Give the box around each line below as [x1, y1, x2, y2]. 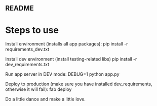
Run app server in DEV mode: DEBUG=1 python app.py [5, 71, 120, 77]
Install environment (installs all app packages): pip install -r [5, 41, 128, 47]
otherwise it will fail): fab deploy [5, 86, 72, 92]
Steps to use [5, 24, 59, 36]
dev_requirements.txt [5, 62, 50, 68]
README [5, 4, 34, 13]
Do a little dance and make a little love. [5, 96, 86, 102]
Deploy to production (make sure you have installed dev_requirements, [5, 81, 152, 87]
